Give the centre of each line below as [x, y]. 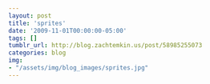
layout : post [30, 16]
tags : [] [23, 38]
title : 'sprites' [37, 23]
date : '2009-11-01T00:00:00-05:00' [68, 30]
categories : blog [37, 53]
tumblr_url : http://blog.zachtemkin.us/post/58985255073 [105, 46]
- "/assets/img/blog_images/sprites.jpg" [79, 68]
